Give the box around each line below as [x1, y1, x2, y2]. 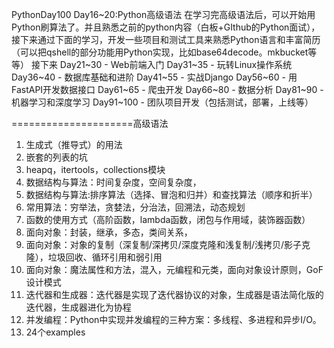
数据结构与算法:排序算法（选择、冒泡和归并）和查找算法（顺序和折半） [25, 189, 318, 200]
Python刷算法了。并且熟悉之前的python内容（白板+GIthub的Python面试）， [11, 21, 321, 33]
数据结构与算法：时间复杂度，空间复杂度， [25, 176, 202, 188]
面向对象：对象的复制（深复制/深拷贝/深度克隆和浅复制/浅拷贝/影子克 [25, 239, 311, 250]
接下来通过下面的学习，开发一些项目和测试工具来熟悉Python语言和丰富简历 [11, 34, 321, 45]
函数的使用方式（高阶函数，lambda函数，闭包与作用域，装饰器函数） [25, 214, 311, 225]
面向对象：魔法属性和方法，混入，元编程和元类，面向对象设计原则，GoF [25, 264, 324, 275]
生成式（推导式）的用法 [25, 139, 123, 150]
